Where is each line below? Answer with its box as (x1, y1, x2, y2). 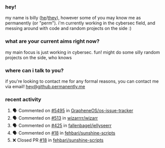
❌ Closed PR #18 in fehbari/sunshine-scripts (12, 137, 104, 143)
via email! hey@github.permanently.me (5, 83, 86, 89)
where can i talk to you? (5, 67, 64, 74)
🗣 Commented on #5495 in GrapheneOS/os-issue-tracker (12, 108, 134, 114)
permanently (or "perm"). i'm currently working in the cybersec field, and (5, 20, 156, 26)
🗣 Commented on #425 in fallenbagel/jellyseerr (12, 123, 112, 129)
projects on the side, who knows (5, 54, 72, 60)
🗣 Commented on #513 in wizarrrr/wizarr (12, 115, 98, 121)
